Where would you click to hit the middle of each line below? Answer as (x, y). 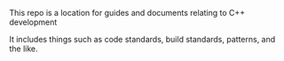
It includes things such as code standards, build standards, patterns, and (142, 39)
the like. (24, 49)
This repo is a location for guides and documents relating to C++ (127, 13)
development (33, 22)
